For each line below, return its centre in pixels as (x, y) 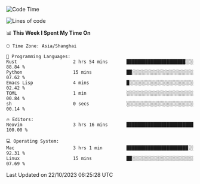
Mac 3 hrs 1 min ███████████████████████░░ (100, 148)
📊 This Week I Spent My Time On (48, 33)
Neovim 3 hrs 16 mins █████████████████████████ (100, 125)
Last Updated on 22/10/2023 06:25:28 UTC (60, 175)
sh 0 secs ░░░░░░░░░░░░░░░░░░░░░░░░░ (100, 104)
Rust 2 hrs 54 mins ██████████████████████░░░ (100, 62)
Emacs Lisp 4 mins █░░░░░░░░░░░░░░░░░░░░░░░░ (100, 83)
